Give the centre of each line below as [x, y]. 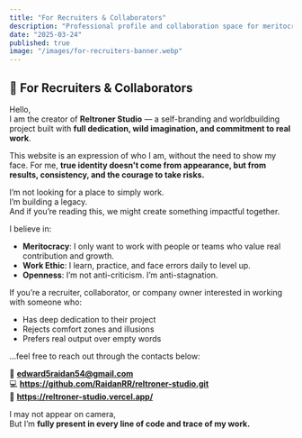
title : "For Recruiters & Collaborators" [88, 18]
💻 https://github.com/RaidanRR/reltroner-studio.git [109, 383]
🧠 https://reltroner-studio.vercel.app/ [81, 397]
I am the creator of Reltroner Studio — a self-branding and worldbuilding [145, 119]
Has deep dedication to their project [89, 319]
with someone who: [46, 302]
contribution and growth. [68, 255]
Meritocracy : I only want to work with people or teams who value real [151, 246]
